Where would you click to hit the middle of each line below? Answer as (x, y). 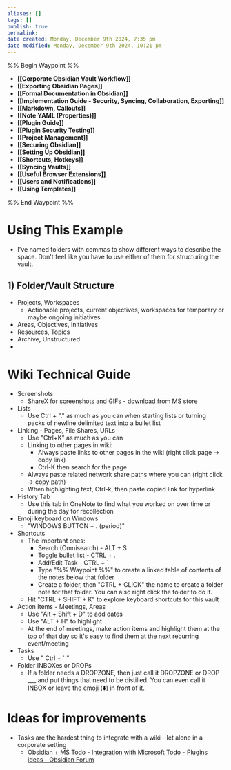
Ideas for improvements (77, 718)
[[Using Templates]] (46, 189)
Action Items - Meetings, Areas (61, 606)
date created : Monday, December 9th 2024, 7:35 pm (81, 39)
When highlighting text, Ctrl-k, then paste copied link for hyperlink (121, 489)
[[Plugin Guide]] (40, 123)
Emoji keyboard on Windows (58, 518)
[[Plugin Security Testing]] (56, 130)
